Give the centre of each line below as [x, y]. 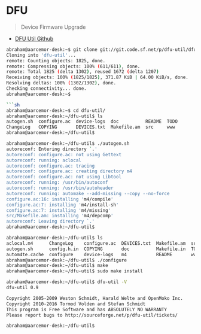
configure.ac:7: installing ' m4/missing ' [59, 210]
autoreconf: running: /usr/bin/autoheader [60, 188]
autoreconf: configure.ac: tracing [51, 166]
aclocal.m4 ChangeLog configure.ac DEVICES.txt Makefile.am [96, 243]
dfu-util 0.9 [22, 288]
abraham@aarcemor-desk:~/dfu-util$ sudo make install [75, 271]
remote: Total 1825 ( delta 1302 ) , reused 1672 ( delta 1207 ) [83, 72]
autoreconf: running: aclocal [44, 160]
